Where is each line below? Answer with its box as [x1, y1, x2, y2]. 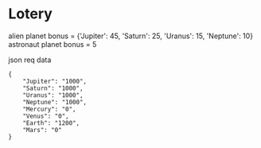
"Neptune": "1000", [22, 98, 88, 106]
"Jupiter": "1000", [22, 77, 88, 85]
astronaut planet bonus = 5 [8, 39, 97, 49]
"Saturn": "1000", [22, 84, 84, 92]
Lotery [8, 5, 53, 23]
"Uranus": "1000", [22, 91, 84, 99]
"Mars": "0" [22, 126, 62, 134]
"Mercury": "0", [22, 105, 77, 113]
